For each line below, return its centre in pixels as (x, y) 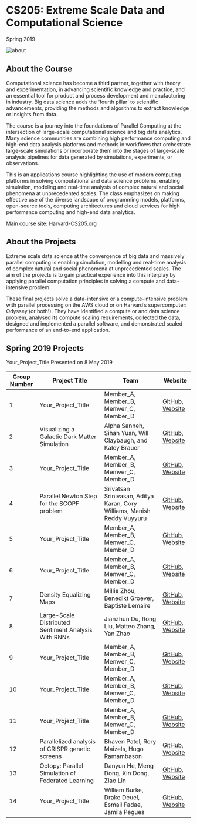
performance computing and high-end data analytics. (71, 212)
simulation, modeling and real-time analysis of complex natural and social (95, 187)
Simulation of (58, 773)
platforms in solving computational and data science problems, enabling (93, 180)
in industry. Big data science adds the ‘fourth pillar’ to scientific (82, 102)
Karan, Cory (120, 504)
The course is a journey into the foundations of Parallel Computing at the (94, 125)
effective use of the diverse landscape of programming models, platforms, (96, 199)
